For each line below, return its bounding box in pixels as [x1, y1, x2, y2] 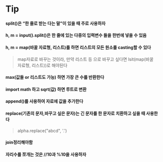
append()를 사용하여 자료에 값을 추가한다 [5, 98, 83, 104]
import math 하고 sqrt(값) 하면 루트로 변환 [5, 86, 87, 92]
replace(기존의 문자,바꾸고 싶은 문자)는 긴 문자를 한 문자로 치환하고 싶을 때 [5, 110, 146, 116]
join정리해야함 [5, 140, 33, 145]
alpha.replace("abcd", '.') [17, 127, 67, 133]
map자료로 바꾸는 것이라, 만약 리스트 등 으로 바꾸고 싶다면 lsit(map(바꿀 [17, 56, 154, 62]
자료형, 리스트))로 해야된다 [17, 62, 67, 68]
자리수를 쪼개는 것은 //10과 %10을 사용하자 [5, 151, 86, 157]
